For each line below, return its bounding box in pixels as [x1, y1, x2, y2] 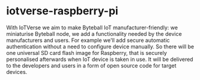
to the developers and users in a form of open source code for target [6, 61, 177, 69]
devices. [6, 68, 28, 75]
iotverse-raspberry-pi [6, 4, 118, 18]
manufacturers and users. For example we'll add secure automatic [6, 36, 170, 44]
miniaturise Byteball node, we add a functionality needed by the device [6, 30, 182, 37]
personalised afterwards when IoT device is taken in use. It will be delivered [6, 56, 193, 63]
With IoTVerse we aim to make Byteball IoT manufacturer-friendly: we [6, 24, 178, 31]
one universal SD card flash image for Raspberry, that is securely [6, 49, 167, 56]
